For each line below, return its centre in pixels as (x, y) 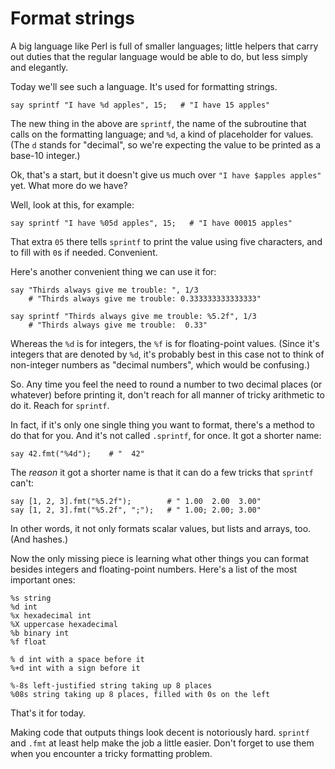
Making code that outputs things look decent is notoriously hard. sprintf (160, 732)
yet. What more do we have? (69, 185)
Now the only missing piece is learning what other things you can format (159, 558)
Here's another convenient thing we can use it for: (113, 271)
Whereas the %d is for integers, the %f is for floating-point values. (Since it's (165, 343)
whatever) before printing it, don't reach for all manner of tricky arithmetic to (167, 394)
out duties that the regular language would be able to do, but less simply (159, 56)
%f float (28, 642)
